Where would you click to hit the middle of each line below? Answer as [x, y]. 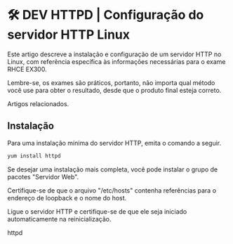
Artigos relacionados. [38, 103]
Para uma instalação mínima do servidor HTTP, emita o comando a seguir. [114, 143]
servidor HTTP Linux [69, 35]
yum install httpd [34, 156]
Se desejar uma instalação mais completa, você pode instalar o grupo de [113, 169]
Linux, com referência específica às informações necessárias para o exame [116, 61]
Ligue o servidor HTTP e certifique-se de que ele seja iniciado [97, 211]
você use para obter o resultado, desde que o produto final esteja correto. [114, 90]
